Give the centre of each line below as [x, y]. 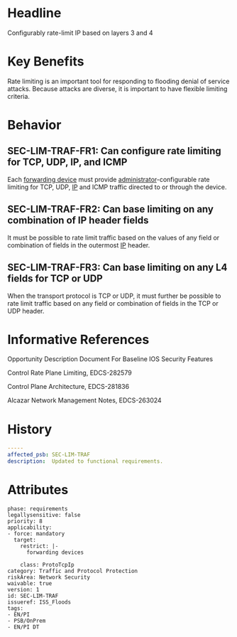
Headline [34, 13]
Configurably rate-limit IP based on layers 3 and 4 [80, 33]
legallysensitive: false [44, 515]
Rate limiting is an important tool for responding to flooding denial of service [118, 81]
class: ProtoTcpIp [47, 564]
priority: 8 [25, 521]
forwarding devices [55, 552]
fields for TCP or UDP [55, 279]
